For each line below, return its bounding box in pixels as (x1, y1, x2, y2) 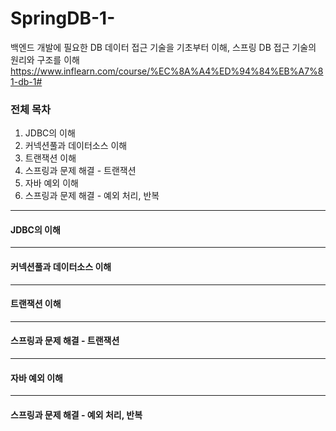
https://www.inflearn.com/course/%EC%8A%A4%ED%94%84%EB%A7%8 (10, 65, 324, 77)
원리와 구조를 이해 (10, 53, 80, 66)
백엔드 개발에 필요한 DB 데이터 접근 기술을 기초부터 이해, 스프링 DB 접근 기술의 (10, 41, 317, 53)
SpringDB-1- (10, 7, 116, 30)
